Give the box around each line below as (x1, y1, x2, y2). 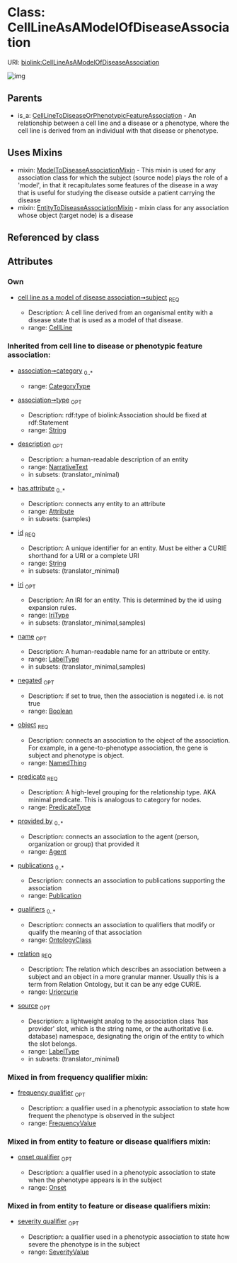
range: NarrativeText (28, 463, 88, 471)
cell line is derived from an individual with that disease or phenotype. (17, 126, 219, 135)
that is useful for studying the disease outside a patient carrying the (17, 188, 216, 197)
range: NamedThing (28, 758, 87, 767)
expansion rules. (28, 603, 76, 611)
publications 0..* (17, 860, 64, 871)
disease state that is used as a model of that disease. (28, 316, 183, 324)
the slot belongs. (28, 1039, 78, 1048)
